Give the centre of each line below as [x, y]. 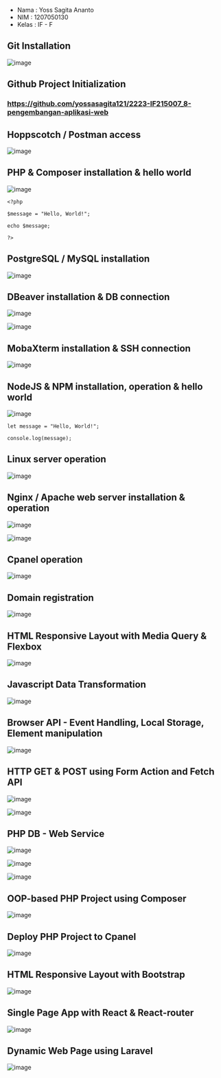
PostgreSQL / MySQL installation [79, 259]
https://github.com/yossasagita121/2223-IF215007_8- [99, 104]
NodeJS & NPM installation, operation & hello [105, 386]
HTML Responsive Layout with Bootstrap [96, 975]
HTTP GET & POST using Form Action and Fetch [111, 772]
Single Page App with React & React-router [101, 1013]
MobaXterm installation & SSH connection [99, 348]
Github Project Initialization [67, 84]
